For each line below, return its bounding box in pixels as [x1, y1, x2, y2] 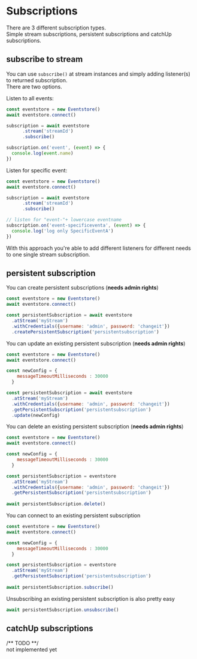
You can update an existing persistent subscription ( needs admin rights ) [6, 339, 186, 347]
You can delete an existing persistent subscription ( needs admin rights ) [6, 423, 184, 430]
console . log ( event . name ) [11, 150, 74, 156]
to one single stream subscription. [6, 251, 90, 258]
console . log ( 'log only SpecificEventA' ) [11, 228, 114, 234]
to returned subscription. [6, 76, 68, 84]
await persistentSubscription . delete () [6, 501, 106, 507]
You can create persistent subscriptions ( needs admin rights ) [6, 284, 159, 291]
